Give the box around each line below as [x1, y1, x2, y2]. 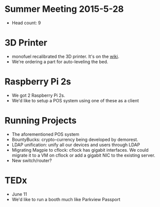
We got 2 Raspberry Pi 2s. [11, 92, 65, 98]
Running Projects [4, 115, 77, 126]
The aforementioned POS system [11, 131, 80, 137]
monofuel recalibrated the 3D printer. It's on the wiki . [11, 53, 120, 59]
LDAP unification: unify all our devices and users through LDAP [11, 142, 140, 148]
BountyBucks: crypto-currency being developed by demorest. [11, 136, 139, 142]
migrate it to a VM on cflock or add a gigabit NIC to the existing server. [11, 152, 156, 158]
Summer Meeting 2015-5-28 [4, 3, 124, 15]
